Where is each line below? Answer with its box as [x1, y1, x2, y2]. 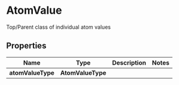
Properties [6, 41, 47, 51]
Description [112, 58, 147, 66]
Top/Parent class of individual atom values [6, 23, 111, 31]
